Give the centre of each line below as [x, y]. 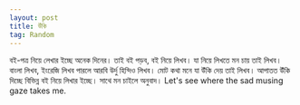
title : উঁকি [28, 26]
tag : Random [32, 34]
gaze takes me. [38, 91]
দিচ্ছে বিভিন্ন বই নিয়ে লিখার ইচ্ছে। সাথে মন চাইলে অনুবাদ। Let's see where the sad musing [146, 81]
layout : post [34, 18]
